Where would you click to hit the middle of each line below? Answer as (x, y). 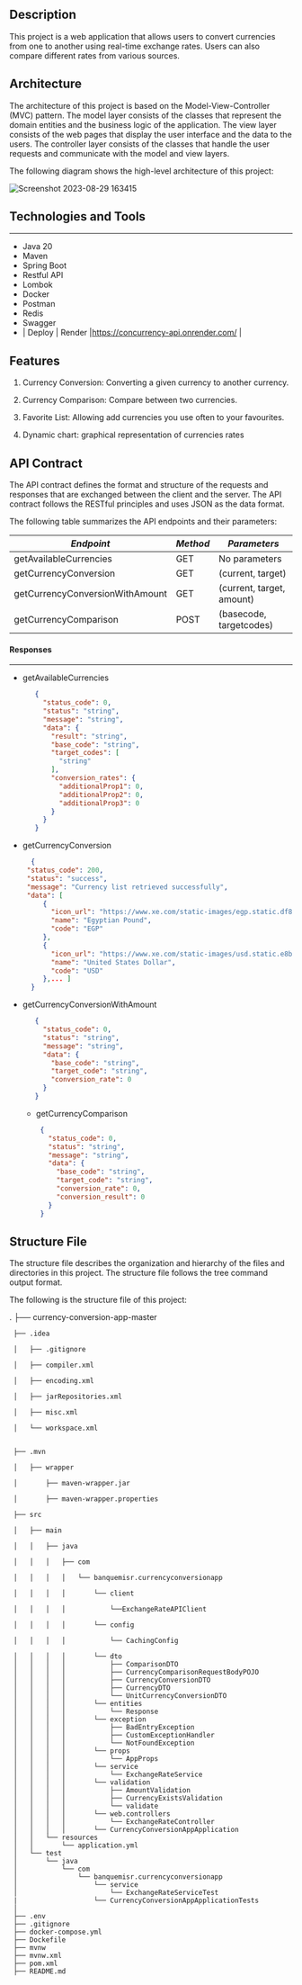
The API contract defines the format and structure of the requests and (139, 485)
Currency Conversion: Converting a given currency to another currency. (155, 382)
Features (35, 360)
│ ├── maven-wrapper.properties (86, 1499)
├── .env (30, 1917)
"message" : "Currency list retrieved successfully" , (127, 887)
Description (43, 15)
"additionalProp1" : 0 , (101, 786)
